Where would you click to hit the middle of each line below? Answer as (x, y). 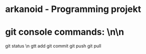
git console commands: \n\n (64, 32)
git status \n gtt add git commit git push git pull (53, 46)
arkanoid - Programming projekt (73, 9)
